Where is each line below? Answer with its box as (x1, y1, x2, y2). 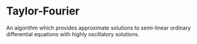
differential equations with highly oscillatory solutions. (6, 30, 139, 37)
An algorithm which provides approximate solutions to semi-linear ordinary (6, 24, 191, 31)
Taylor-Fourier (6, 4, 80, 18)
